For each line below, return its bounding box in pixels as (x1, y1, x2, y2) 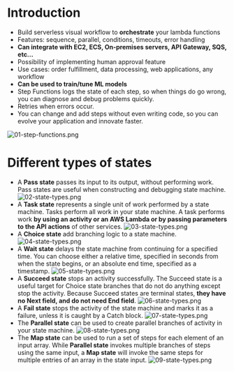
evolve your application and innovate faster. (17, 116, 143, 125)
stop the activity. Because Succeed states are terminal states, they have (17, 289, 226, 297)
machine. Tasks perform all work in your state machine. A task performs (17, 207, 225, 215)
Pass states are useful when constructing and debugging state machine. (17, 185, 226, 193)
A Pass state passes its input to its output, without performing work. (17, 178, 214, 186)
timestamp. (17, 266, 50, 275)
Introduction (7, 5, 81, 21)
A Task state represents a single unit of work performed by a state (17, 200, 210, 209)
